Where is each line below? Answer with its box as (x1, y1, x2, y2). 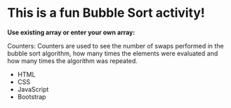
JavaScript (17, 85, 49, 93)
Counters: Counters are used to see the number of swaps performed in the (7, 41, 224, 50)
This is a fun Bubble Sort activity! (7, 5, 206, 21)
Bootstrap (17, 93, 46, 101)
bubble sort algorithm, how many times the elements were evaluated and (7, 49, 218, 58)
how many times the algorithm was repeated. (7, 56, 138, 65)
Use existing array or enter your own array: (7, 28, 136, 36)
